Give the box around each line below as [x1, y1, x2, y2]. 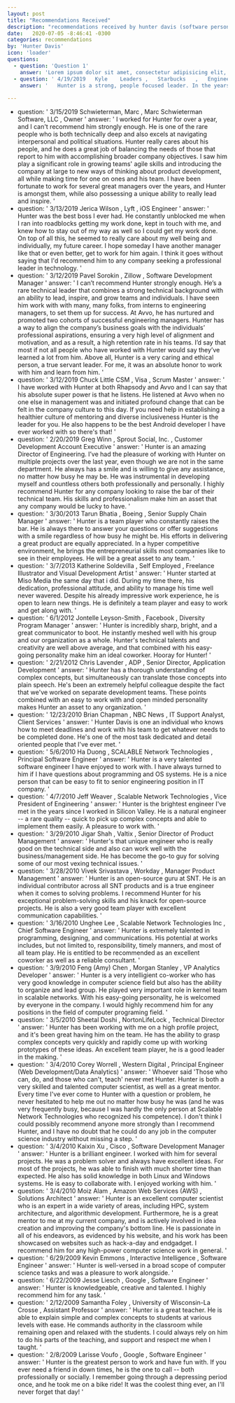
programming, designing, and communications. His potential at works [17, 934, 218, 942]
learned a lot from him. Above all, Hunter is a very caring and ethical [17, 353, 214, 361]
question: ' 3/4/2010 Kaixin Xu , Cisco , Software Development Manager [17, 1142, 225, 1151]
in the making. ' [17, 1053, 62, 1061]
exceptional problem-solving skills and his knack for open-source [17, 897, 206, 905]
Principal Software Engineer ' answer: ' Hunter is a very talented [17, 755, 203, 763]
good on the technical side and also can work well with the [17, 845, 187, 853]
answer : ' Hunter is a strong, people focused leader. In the [20, 82, 211, 89]
